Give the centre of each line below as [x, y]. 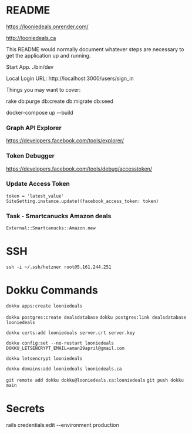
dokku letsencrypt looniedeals [44, 359]
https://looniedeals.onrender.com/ [48, 26]
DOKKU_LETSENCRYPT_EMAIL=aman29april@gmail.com [65, 348]
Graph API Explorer [34, 128]
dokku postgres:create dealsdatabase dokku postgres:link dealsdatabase [96, 318]
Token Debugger [30, 156]
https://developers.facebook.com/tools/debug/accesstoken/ [79, 169]
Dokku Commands [52, 290]
